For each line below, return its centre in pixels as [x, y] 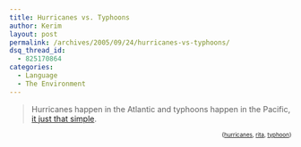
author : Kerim [36, 26]
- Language [38, 76]
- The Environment [52, 84]
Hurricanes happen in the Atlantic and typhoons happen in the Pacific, [161, 109]
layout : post [34, 34]
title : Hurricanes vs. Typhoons [69, 17]
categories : [31, 68]
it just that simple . [64, 118]
